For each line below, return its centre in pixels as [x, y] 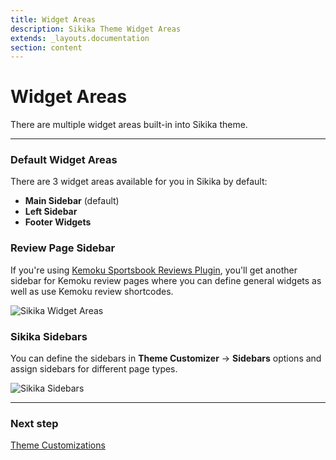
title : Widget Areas [53, 19]
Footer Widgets [58, 222]
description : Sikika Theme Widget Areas [96, 29]
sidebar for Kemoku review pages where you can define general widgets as [166, 280]
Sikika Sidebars [49, 336]
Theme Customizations [58, 445]
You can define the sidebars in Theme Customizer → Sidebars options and [166, 358]
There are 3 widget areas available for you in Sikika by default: [139, 182]
